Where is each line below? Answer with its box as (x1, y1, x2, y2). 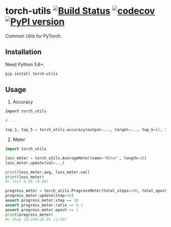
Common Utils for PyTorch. (5, 33, 62, 39)
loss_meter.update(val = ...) (5, 160, 65, 166)
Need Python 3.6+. (5, 61, 45, 67)
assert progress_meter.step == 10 (5, 198, 79, 203)
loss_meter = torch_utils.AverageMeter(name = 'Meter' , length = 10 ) (5, 155, 147, 161)
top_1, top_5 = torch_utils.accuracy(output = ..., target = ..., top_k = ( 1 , (5, 127, 163, 132)
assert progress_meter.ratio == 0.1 (5, 202, 83, 208)
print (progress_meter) (5, 212, 53, 217)
